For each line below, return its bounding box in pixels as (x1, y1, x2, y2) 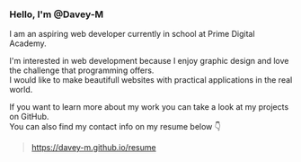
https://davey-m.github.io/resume (31, 142, 156, 153)
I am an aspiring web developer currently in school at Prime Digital (9, 29, 255, 40)
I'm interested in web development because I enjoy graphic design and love (9, 56, 289, 67)
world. (9, 85, 33, 95)
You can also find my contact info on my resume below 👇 (9, 121, 222, 132)
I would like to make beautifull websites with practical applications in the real (9, 75, 293, 85)
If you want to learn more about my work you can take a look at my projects (9, 102, 289, 112)
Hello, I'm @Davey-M (9, 8, 104, 21)
